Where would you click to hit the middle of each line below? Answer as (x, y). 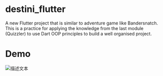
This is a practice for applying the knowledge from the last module (74, 28)
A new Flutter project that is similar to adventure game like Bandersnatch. (82, 23)
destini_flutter (35, 9)
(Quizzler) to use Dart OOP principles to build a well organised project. (78, 33)
